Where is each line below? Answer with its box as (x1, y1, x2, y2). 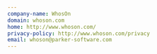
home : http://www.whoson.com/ (7, 23, 97, 30)
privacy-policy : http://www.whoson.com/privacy (7, 29, 151, 37)
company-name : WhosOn (7, 10, 71, 18)
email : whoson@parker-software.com (7, 36, 112, 43)
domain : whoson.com (7, 17, 65, 24)
